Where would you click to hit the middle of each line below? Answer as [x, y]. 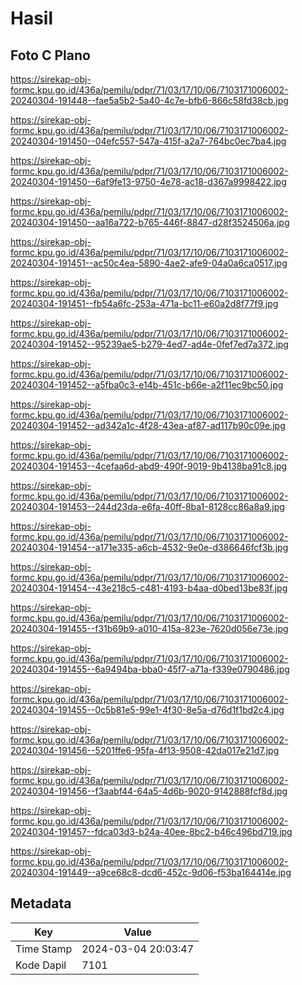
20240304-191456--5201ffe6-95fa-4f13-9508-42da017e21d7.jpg [145, 750]
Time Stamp [44, 949]
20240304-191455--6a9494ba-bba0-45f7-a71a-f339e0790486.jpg [150, 669]
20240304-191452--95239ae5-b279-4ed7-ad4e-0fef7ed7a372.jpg [149, 344]
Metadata [41, 903]
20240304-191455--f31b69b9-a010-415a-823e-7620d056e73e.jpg [149, 628]
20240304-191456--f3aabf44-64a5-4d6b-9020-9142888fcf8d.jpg [149, 791]
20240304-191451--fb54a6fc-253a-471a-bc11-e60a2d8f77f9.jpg [144, 303]
